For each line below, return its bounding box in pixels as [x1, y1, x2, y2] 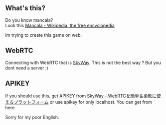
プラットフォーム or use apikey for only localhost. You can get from [13, 99, 152, 105]
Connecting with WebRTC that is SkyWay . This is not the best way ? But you [5, 60, 161, 65]
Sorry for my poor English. [5, 114, 59, 121]
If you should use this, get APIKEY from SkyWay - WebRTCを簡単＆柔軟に [5, 93, 157, 99]
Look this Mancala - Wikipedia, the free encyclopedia [5, 22, 115, 28]
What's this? [5, 4, 46, 12]
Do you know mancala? [5, 17, 53, 23]
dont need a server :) [5, 64, 48, 71]
